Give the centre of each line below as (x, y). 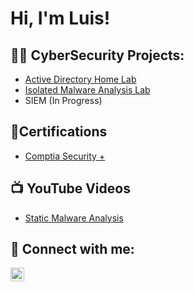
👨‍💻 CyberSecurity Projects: (97, 55)
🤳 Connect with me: (72, 249)
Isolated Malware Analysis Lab (87, 90)
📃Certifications (59, 132)
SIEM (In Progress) (63, 100)
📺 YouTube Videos (70, 188)
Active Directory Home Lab (80, 79)
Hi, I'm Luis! (60, 18)
